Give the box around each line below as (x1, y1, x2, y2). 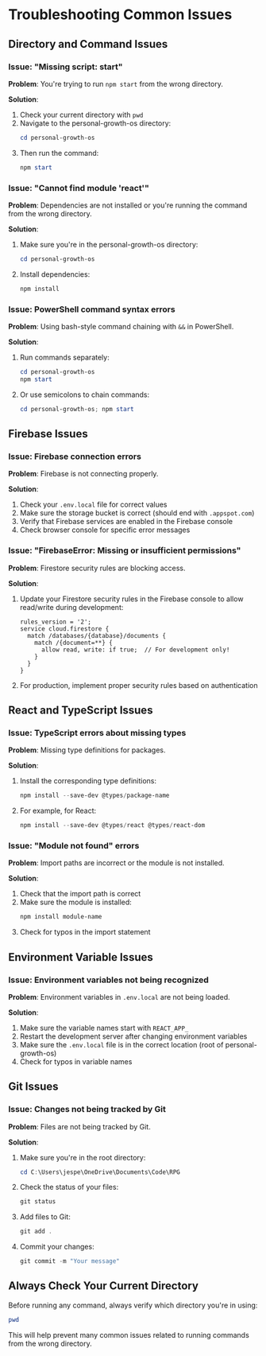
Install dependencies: (19, 269, 91, 279)
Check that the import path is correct (19, 889, 141, 899)
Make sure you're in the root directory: (19, 1152, 146, 1162)
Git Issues (8, 1080, 59, 1094)
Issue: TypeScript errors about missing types (8, 727, 187, 738)
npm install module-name (19, 913, 102, 921)
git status (19, 1198, 56, 1206)
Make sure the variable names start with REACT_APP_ (19, 1023, 189, 1032)
